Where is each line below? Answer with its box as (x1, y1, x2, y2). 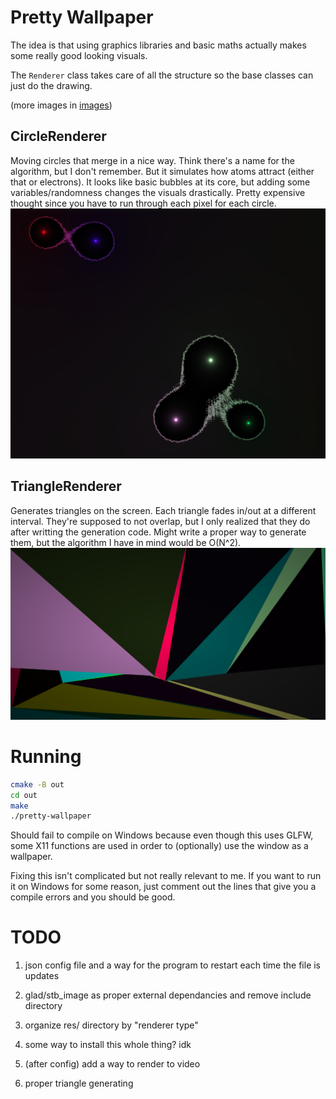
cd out (10, 790, 38, 800)
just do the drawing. (10, 79, 93, 91)
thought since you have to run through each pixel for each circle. (10, 197, 277, 209)
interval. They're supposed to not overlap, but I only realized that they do (10, 515, 311, 527)
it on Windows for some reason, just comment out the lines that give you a (10, 881, 317, 893)
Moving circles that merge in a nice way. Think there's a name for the (10, 154, 295, 166)
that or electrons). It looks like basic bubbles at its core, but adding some (10, 176, 311, 188)
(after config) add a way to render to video (24, 1058, 201, 1070)
